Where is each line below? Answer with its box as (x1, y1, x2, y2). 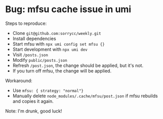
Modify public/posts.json (12, 57, 67, 63)
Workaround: (5, 77, 33, 84)
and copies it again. (12, 98, 54, 104)
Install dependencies (12, 35, 57, 42)
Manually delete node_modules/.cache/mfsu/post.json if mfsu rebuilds (12, 93, 158, 99)
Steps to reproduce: (5, 20, 47, 26)
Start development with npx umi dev (12, 46, 88, 52)
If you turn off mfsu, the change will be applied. (12, 67, 112, 74)
